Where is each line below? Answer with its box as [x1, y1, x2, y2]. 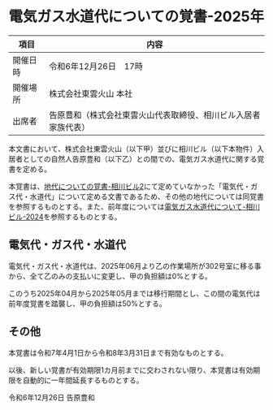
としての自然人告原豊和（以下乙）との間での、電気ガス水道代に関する [22, 153, 258, 163]
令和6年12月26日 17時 [48, 60, 144, 71]
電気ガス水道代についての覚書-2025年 [8, 7, 265, 26]
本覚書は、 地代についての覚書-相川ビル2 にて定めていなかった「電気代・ [8, 181, 251, 191]
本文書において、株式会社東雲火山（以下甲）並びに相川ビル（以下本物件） [8, 144, 258, 153]
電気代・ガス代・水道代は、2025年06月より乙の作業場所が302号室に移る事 [8, 261, 262, 270]
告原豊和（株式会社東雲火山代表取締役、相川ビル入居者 [48, 109, 261, 120]
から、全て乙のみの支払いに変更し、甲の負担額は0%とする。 [8, 271, 213, 281]
